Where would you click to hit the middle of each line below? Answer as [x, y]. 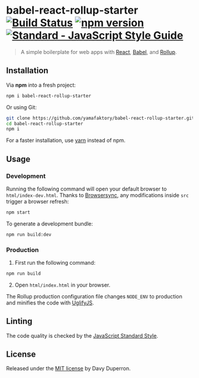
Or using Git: [22, 107]
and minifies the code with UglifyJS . [50, 303]
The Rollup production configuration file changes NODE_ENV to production [94, 296]
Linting [19, 321]
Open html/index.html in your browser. [62, 285]
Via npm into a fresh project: [41, 85]
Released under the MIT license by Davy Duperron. [69, 369]
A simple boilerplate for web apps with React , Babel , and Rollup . [99, 52]
